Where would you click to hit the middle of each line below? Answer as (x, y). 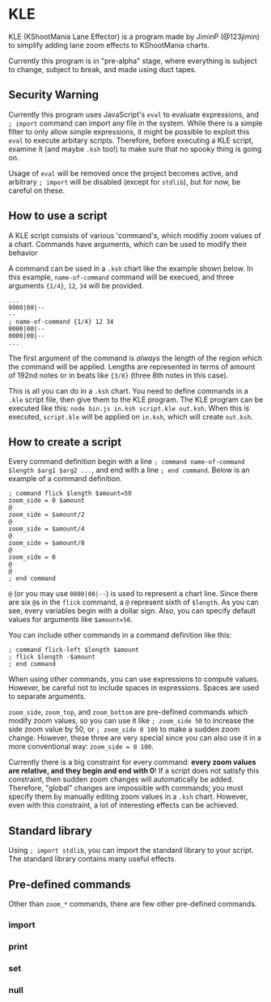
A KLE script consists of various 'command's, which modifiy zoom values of (135, 235)
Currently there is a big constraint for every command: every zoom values (132, 762)
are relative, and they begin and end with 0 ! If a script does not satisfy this (134, 771)
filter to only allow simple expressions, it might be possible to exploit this (129, 131)
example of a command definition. (66, 479)
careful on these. (37, 190)
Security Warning (54, 95)
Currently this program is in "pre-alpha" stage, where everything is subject (133, 61)
